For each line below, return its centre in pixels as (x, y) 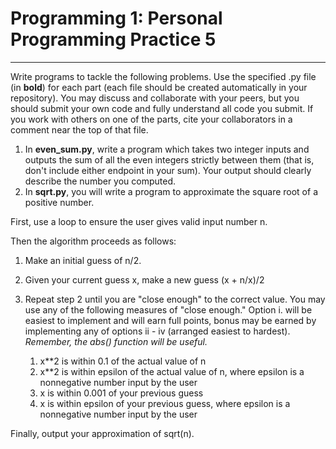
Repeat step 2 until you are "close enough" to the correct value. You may (175, 299)
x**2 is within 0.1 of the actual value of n (123, 361)
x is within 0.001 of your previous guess (121, 393)
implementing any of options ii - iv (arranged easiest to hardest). (157, 331)
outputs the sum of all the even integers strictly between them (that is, (169, 159)
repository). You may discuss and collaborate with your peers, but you (155, 98)
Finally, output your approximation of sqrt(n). (102, 433)
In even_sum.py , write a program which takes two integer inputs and (167, 149)
